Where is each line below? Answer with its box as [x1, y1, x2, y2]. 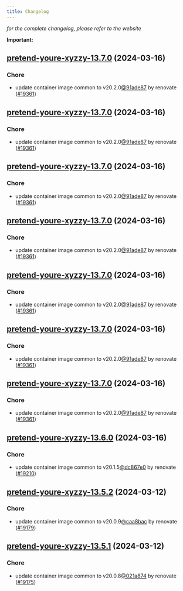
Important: [6, 36, 33, 43]
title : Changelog [6, 8, 49, 15]
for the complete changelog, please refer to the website [6, 25, 141, 32]
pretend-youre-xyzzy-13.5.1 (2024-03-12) [6, 541, 165, 551]
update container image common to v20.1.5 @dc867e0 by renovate [15, 464, 177, 471]
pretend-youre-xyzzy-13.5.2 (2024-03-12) [6, 487, 167, 497]
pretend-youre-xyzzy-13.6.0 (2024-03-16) [6, 432, 167, 442]
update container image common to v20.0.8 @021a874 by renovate [15, 572, 177, 579]
